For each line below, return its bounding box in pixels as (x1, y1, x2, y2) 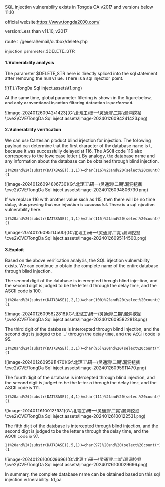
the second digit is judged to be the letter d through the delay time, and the (5, 282, 157, 288)
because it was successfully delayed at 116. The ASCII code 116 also (5, 148, 143, 154)
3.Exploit (5, 247, 24, 252)
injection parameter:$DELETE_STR (5, 49, 75, 54)
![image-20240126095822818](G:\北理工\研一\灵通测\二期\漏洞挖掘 (5, 311, 141, 317)
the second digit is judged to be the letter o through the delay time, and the (5, 380, 157, 385)
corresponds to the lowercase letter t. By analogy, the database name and (5, 153, 155, 159)
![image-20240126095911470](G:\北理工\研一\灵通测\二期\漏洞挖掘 (5, 359, 140, 365)
